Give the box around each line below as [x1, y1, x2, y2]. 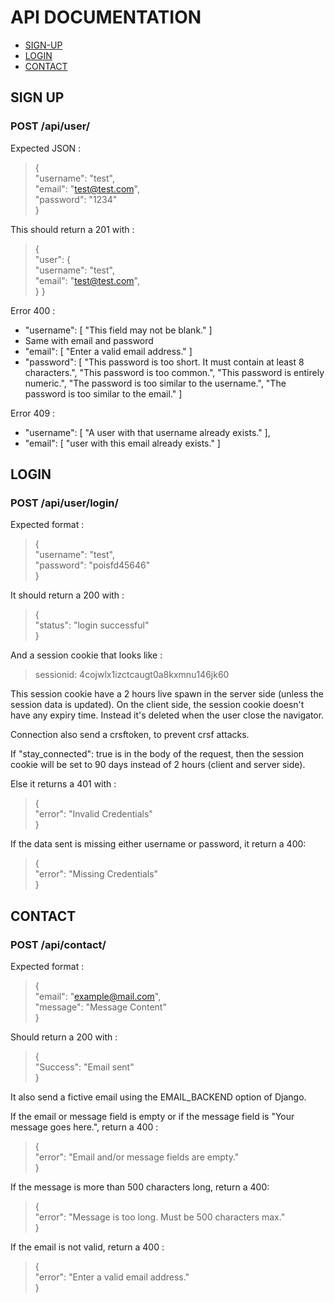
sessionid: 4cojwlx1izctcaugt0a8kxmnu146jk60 [34, 669, 230, 681]
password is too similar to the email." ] [24, 387, 183, 400]
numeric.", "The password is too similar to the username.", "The [24, 377, 287, 389]
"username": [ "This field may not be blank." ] [24, 324, 213, 336]
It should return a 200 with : [10, 589, 125, 601]
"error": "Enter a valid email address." [34, 1271, 190, 1283]
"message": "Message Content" [34, 1001, 167, 1013]
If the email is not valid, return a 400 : [10, 1241, 165, 1253]
